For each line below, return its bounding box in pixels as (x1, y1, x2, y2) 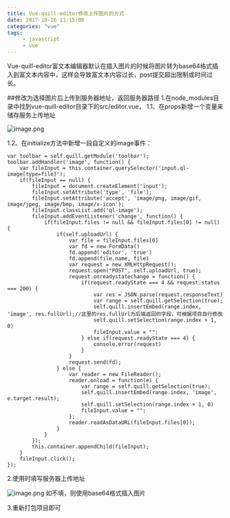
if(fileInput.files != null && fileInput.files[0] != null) (43, 219, 220, 226)
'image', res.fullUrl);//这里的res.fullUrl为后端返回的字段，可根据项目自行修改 (7, 311, 223, 318)
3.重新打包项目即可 (7, 504, 61, 512)
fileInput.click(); (19, 455, 76, 462)
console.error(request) (93, 341, 162, 348)
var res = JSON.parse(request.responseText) (93, 291, 224, 298)
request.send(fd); (68, 359, 122, 366)
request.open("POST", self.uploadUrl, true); (68, 267, 202, 274)
